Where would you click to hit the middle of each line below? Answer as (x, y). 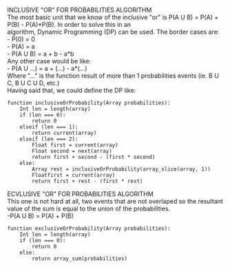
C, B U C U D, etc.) (33, 83)
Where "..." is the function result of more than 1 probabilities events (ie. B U (113, 76)
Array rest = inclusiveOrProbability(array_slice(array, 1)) (122, 169)
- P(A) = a (21, 46)
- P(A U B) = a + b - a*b (41, 54)
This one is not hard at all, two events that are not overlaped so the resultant (115, 201)
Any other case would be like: (49, 61)
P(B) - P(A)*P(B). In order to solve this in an (69, 24)
